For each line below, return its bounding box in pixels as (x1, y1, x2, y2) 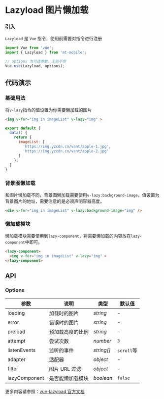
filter (7, 365, 19, 372)
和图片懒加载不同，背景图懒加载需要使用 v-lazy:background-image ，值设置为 (5, 192, 160, 198)
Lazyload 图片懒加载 (5, 4, 89, 16)
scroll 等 (117, 347, 138, 354)
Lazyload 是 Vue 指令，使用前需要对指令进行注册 (5, 36, 102, 42)
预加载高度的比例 (49, 329, 89, 336)
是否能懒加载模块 (49, 375, 89, 382)
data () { (9, 130, 28, 135)
